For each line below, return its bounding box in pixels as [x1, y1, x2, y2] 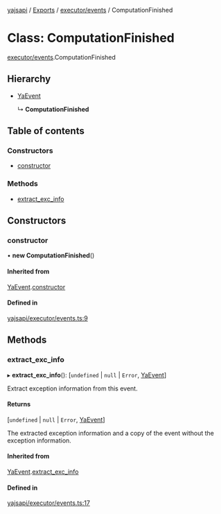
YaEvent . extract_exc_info [7, 468, 79, 476]
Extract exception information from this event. [7, 384, 138, 393]
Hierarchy [7, 73, 51, 85]
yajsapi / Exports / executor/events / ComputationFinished [7, 6, 173, 14]
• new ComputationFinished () [7, 251, 95, 259]
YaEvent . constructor [7, 282, 66, 291]
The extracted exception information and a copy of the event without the [7, 429, 215, 437]
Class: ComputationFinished [7, 31, 175, 46]
